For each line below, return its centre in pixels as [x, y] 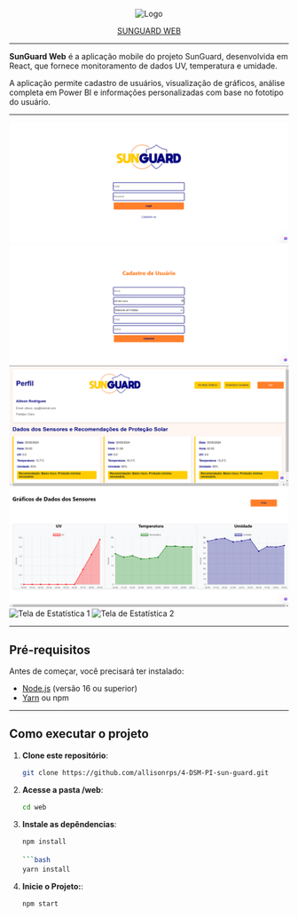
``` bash [36, 860]
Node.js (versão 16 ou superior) [79, 689]
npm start [40, 904]
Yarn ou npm [45, 698]
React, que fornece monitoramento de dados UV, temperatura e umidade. [143, 66]
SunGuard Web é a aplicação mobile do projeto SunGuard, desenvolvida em [149, 56]
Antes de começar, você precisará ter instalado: [97, 671]
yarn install [46, 870]
